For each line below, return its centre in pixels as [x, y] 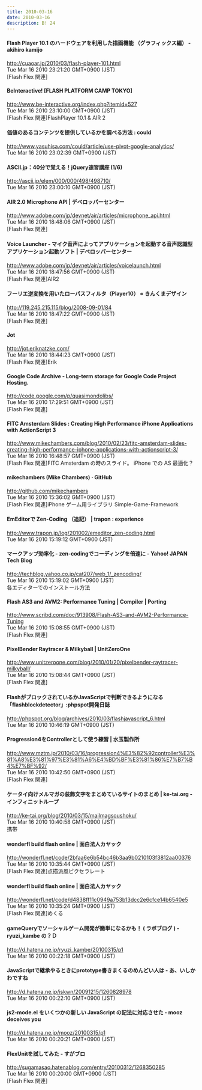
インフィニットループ [33, 802]
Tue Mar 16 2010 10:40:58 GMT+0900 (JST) [61, 822]
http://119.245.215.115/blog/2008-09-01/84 [59, 307]
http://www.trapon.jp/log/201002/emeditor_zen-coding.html [81, 533]
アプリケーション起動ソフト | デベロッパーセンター [70, 251]
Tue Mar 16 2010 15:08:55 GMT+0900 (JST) [61, 628]
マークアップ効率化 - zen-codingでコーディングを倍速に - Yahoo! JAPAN [97, 554]
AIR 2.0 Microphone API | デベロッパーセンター [66, 201]
